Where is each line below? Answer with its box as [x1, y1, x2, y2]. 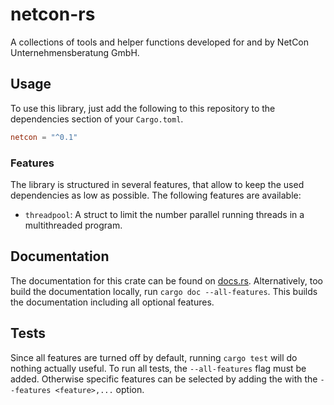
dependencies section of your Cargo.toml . [10, 113, 184, 125]
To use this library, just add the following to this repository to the [10, 102, 276, 114]
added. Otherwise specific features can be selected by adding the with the [10, 373, 318, 385]
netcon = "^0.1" [10, 132, 78, 142]
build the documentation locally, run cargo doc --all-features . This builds [10, 285, 318, 297]
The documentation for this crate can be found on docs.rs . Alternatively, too [10, 274, 323, 287]
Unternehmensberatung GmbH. [10, 46, 140, 58]
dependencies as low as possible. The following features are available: [10, 189, 302, 201]
